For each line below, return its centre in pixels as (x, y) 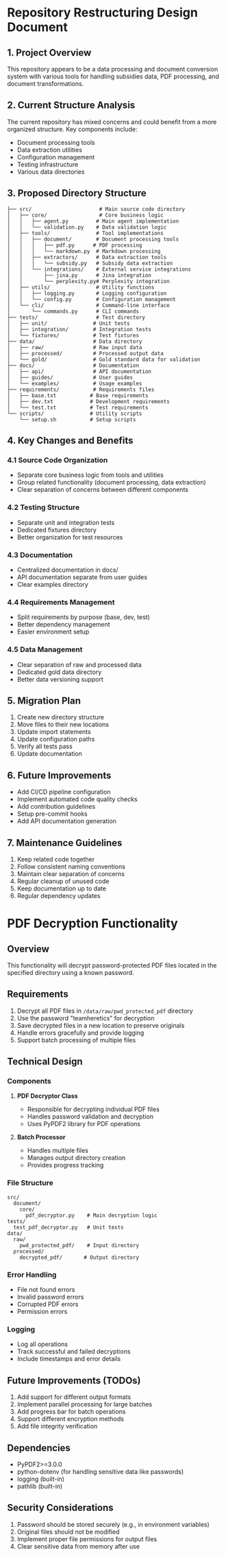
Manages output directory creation (76, 1158)
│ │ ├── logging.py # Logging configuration (87, 293)
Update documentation (49, 754)
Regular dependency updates (59, 895)
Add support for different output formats (74, 1397)
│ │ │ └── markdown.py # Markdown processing (84, 251)
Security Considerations (61, 1508)
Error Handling (32, 1275)
